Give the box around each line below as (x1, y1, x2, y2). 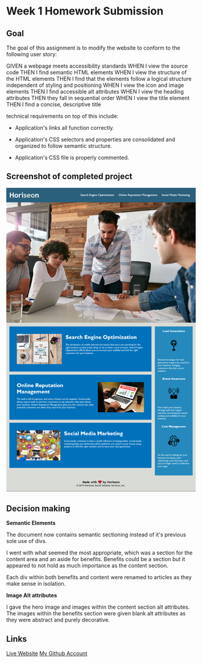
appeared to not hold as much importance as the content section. (6, 562, 168, 569)
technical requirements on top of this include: (6, 113, 119, 119)
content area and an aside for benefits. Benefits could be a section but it (6, 556, 185, 563)
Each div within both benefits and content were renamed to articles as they (6, 574, 192, 581)
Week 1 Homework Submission (6, 4, 164, 18)
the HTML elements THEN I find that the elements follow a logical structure (6, 75, 192, 82)
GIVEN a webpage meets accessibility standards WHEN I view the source (6, 62, 188, 69)
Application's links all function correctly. (14, 124, 114, 131)
